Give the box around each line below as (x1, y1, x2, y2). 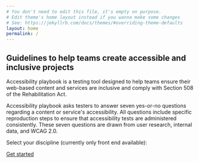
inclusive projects (6, 62, 75, 72)
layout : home (6, 25, 39, 32)
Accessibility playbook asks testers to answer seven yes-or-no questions (6, 102, 186, 109)
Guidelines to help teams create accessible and (6, 53, 186, 63)
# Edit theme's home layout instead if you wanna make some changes (6, 14, 180, 20)
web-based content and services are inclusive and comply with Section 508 (6, 84, 194, 91)
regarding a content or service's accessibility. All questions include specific (6, 108, 192, 115)
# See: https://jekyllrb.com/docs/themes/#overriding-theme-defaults (6, 20, 183, 26)
